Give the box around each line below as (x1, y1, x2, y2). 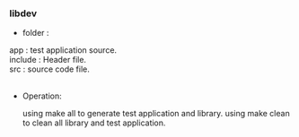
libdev (9, 7, 38, 20)
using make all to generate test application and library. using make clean (22, 108, 290, 119)
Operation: (22, 90, 63, 101)
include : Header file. (9, 55, 87, 65)
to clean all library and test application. (22, 117, 166, 128)
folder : (22, 28, 49, 39)
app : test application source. (9, 45, 118, 56)
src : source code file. (9, 64, 90, 74)
